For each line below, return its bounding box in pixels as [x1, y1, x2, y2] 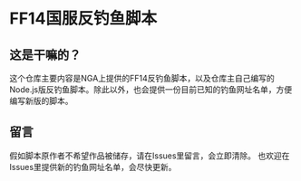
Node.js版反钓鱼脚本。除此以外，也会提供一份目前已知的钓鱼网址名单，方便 [9, 84, 293, 95]
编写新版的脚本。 [9, 96, 73, 106]
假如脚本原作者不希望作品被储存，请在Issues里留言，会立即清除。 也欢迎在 [9, 150, 290, 161]
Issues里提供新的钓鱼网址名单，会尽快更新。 [9, 161, 177, 172]
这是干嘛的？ [9, 47, 82, 62]
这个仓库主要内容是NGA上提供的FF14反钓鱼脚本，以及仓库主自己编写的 [9, 73, 275, 83]
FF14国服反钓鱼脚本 [9, 8, 157, 29]
